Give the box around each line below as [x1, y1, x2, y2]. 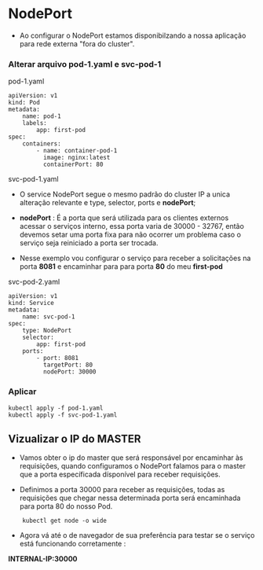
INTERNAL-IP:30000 [8, 554, 78, 564]
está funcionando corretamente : [19, 539, 126, 549]
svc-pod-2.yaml [8, 277, 60, 287]
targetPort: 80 [42, 361, 93, 370]
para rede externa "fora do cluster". [19, 39, 135, 48]
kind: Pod [8, 99, 41, 107]
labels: [22, 120, 47, 127]
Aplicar [8, 386, 37, 397]
